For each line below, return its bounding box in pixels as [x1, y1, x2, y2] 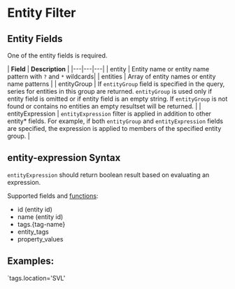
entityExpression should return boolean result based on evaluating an [7, 170, 210, 179]
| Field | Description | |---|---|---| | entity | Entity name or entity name [7, 65, 210, 73]
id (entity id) [17, 205, 52, 213]
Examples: [7, 255, 55, 267]
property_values [17, 234, 64, 243]
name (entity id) [17, 212, 64, 221]
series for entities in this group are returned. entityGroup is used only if [7, 87, 212, 95]
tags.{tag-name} [17, 220, 66, 228]
